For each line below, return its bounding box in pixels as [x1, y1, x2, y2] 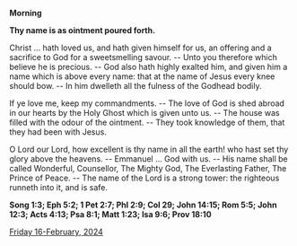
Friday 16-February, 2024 [9, 226, 103, 237]
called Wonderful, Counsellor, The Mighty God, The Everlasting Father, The [9, 163, 287, 173]
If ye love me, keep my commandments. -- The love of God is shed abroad [9, 98, 285, 109]
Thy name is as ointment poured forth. [9, 25, 155, 35]
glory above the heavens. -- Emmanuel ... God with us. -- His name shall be [9, 154, 289, 164]
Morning [9, 8, 42, 18]
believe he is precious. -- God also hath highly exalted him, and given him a [9, 62, 288, 72]
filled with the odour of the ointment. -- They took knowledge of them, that [9, 117, 285, 127]
